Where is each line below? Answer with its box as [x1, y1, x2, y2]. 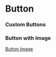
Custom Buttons [5, 21, 46, 28]
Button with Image [5, 35, 51, 42]
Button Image [5, 46, 33, 52]
